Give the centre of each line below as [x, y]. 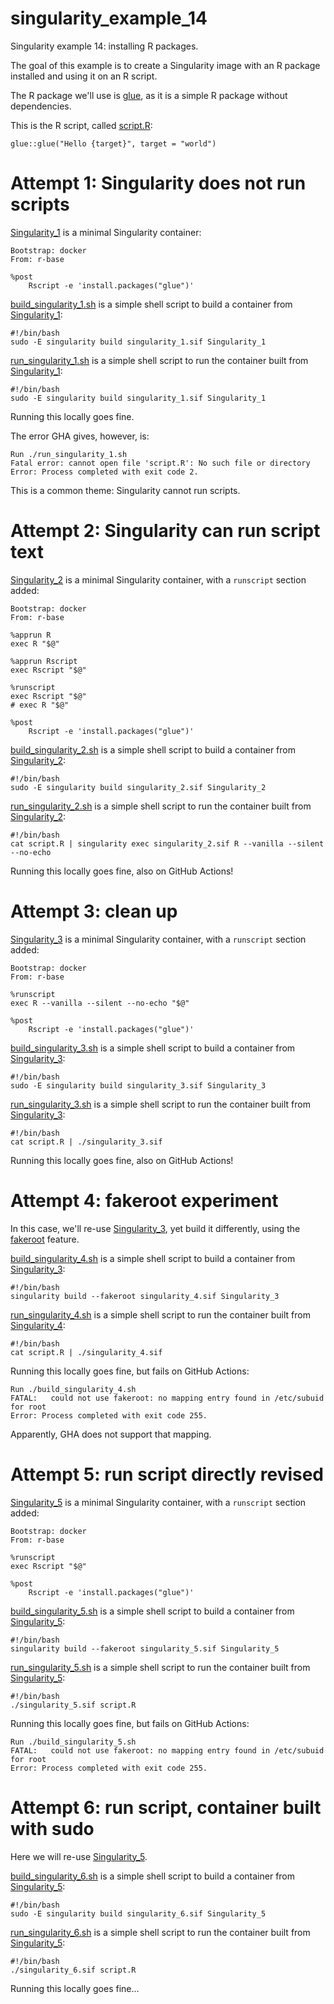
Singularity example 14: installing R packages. [104, 46]
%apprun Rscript [44, 661]
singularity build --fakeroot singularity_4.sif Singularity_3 [145, 1296]
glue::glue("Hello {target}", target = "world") [113, 143]
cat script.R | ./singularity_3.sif [86, 1142]
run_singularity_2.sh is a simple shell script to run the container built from [161, 806]
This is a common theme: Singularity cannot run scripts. [125, 490]
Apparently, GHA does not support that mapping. [111, 1434]
